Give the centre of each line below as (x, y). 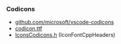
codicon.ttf (28, 28)
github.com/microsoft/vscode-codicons (64, 22)
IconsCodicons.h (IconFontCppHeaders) (65, 35)
